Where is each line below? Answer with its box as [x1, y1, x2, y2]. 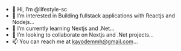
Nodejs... [11, 19, 35, 25]
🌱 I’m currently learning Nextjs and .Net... [11, 25, 115, 32]
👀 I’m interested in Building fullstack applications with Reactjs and [11, 12, 176, 19]
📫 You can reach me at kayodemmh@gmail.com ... [11, 38, 138, 45]
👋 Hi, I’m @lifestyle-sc [11, 6, 68, 13]
